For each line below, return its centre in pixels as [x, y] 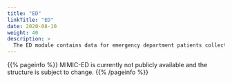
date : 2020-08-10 [32, 26]
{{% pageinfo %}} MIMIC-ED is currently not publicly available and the [107, 65]
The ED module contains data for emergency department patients [108, 45]
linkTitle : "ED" [30, 20]
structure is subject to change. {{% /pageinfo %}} [78, 72]
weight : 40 [23, 33]
